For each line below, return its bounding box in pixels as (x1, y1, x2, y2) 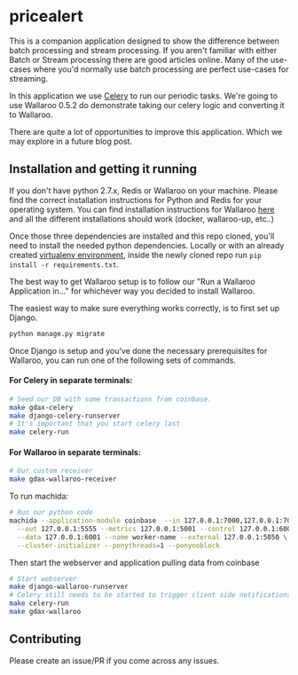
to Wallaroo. (9, 109, 53, 120)
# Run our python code (9, 508, 93, 517)
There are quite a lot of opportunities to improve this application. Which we (9, 126, 283, 137)
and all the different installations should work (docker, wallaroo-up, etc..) (9, 213, 275, 224)
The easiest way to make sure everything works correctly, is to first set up (9, 302, 280, 313)
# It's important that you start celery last (9, 420, 180, 428)
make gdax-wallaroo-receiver (9, 475, 117, 484)
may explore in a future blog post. (9, 136, 133, 146)
